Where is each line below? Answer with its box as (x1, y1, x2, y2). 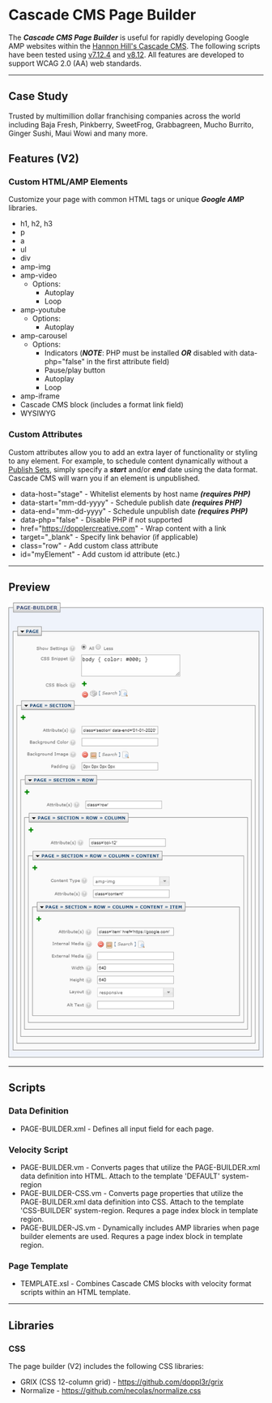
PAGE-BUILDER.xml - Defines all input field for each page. (19, 1124, 215, 1134)
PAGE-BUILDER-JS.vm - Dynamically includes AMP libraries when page (19, 1223, 260, 1233)
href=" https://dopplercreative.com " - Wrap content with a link (19, 523, 227, 533)
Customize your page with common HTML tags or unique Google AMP (8, 195, 244, 204)
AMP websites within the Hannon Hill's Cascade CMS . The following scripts (8, 41, 261, 50)
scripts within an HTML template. (19, 1288, 131, 1298)
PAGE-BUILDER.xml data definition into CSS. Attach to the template (19, 1197, 244, 1207)
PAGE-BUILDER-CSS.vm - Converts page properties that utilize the (19, 1189, 244, 1199)
